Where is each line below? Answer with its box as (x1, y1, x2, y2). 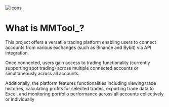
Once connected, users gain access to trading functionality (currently (5, 60, 150, 66)
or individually (5, 96, 34, 102)
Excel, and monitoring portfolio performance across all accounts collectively (5, 91, 164, 97)
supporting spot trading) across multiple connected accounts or (5, 65, 139, 71)
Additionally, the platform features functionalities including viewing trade (5, 80, 156, 86)
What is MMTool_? (5, 23, 85, 34)
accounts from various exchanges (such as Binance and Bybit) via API (5, 44, 152, 50)
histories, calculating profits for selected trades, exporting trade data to (5, 85, 154, 91)
